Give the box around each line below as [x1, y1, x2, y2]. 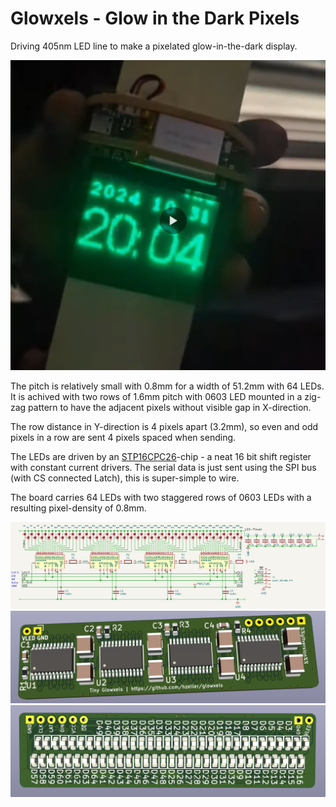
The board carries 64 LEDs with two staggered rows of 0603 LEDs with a [10, 491, 312, 503]
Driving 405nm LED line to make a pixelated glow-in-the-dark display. [10, 40, 298, 52]
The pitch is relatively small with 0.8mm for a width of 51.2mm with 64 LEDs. [10, 380, 325, 392]
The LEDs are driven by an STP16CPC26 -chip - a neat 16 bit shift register [10, 450, 312, 462]
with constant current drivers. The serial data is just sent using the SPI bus [10, 461, 317, 473]
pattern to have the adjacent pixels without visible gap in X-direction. [28, 401, 312, 413]
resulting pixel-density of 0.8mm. [10, 502, 147, 514]
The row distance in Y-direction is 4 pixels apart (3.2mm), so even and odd [10, 420, 319, 432]
